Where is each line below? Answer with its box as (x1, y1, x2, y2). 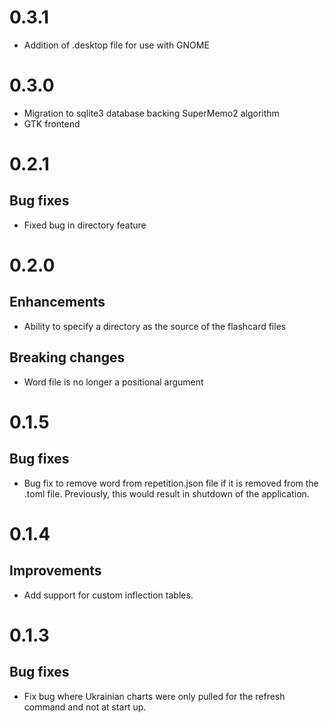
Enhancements (9, 294, 106, 311)
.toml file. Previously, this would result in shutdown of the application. (23, 487, 310, 500)
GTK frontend (23, 117, 81, 130)
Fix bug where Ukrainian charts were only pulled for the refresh (23, 690, 286, 702)
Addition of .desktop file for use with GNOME (23, 39, 210, 51)
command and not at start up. (23, 701, 147, 713)
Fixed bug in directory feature (23, 219, 147, 231)
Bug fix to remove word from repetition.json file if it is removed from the (23, 477, 319, 489)
